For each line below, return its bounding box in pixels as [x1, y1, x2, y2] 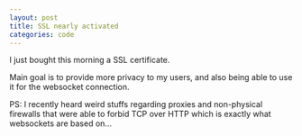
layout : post [9, 13, 59, 23]
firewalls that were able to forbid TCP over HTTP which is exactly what [9, 109, 272, 120]
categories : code [9, 30, 75, 39]
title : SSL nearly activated [9, 22, 119, 31]
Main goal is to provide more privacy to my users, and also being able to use [9, 72, 293, 83]
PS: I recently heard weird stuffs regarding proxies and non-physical [9, 99, 263, 110]
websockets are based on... [9, 118, 113, 129]
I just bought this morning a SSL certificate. [9, 55, 170, 66]
